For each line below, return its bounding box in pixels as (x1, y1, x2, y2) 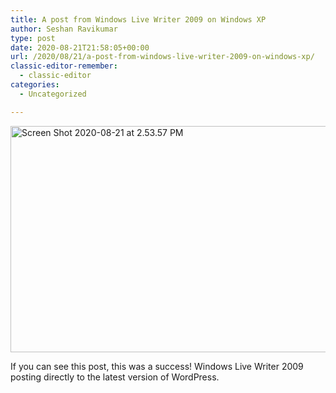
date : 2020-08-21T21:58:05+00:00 (10, 42, 150, 53)
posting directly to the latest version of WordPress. (10, 371, 220, 383)
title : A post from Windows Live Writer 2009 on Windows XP (10, 14, 267, 25)
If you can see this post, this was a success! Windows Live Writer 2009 (10, 360, 304, 372)
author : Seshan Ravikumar (10, 24, 118, 34)
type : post (10, 33, 56, 43)
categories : (10, 80, 60, 90)
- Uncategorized (19, 89, 87, 99)
